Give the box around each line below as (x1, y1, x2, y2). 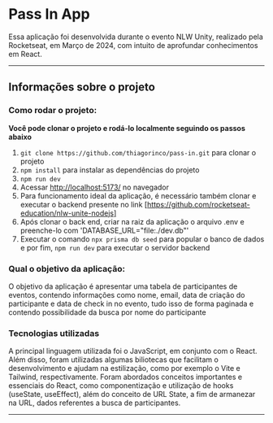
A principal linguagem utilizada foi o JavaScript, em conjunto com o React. (8, 347, 258, 356)
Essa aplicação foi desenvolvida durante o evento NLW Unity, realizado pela (8, 32, 264, 41)
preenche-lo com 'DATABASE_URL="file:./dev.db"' (19, 225, 189, 235)
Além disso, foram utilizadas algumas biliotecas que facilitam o (8, 355, 219, 364)
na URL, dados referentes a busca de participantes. (8, 398, 181, 408)
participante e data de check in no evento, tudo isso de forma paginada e (8, 299, 254, 308)
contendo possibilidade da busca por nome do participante (8, 307, 206, 317)
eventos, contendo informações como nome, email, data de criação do (8, 290, 245, 299)
